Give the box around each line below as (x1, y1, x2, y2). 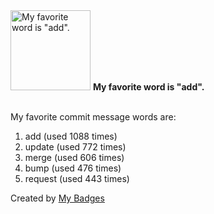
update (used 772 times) (24, 141, 127, 153)
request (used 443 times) (24, 173, 130, 184)
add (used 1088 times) (24, 130, 118, 142)
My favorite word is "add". (92, 81, 205, 93)
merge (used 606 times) (24, 152, 125, 163)
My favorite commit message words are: (10, 111, 177, 123)
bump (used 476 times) (24, 162, 122, 174)
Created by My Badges (10, 192, 105, 204)
